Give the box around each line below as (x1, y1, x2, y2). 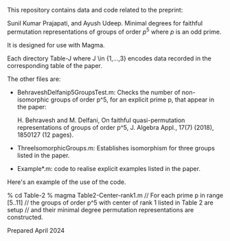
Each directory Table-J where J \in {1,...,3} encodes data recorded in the (7, 54, 211, 62)
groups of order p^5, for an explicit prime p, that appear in (50, 95, 215, 104)
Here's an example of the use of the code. (7, 178, 126, 186)
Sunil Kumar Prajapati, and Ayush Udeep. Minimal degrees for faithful (7, 19, 203, 27)
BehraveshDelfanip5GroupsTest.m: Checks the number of (16, 88, 181, 96)
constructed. (7, 213, 43, 221)
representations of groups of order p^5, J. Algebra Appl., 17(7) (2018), (16, 123, 214, 131)
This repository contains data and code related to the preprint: (7, 6, 183, 14)
